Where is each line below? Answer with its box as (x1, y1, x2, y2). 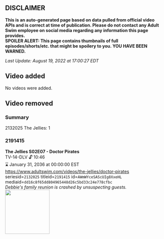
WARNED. (5, 48, 26, 54)
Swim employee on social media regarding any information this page (5, 27, 149, 33)
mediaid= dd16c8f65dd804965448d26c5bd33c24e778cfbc (5, 179, 112, 185)
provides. (5, 32, 26, 38)
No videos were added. (5, 85, 53, 91)
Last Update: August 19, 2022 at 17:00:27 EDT (5, 57, 99, 63)
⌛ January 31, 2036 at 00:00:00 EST (5, 161, 80, 167)
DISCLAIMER (5, 4, 45, 12)
